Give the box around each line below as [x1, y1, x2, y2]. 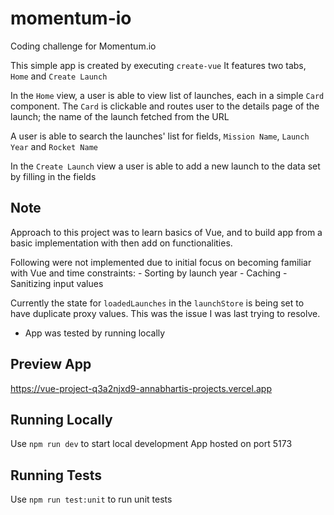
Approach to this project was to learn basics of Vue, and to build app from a [10, 226, 323, 238]
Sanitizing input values [10, 277, 104, 289]
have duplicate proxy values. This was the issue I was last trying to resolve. [10, 307, 321, 319]
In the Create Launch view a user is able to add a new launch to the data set [10, 160, 321, 172]
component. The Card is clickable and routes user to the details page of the [10, 100, 320, 112]
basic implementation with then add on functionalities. [10, 237, 233, 249]
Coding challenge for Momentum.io [10, 40, 157, 52]
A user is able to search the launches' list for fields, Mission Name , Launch [10, 130, 310, 142]
